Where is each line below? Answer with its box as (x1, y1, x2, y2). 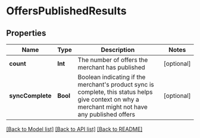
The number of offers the (77, 56, 148, 64)
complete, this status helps (77, 88, 153, 96)
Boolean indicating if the (77, 73, 146, 81)
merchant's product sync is (77, 81, 154, 88)
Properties (6, 28, 46, 38)
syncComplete (9, 91, 52, 100)
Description (101, 46, 135, 54)
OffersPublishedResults (6, 4, 127, 18)
